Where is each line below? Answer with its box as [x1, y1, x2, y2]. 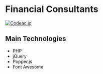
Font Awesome [12, 63, 44, 69]
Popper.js [12, 58, 33, 64]
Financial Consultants [5, 3, 98, 15]
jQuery [12, 53, 27, 59]
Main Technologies [5, 34, 66, 43]
